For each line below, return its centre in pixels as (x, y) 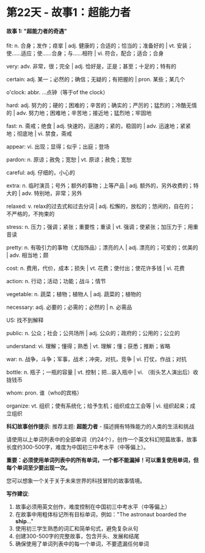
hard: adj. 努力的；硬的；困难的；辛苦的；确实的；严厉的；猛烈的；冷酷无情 (102, 105)
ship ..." (24, 521)
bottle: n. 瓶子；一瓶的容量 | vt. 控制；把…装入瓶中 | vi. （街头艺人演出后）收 (102, 372)
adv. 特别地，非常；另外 (52, 193)
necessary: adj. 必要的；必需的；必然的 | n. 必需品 (69, 307)
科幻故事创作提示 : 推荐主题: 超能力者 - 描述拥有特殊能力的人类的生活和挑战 (100, 426)
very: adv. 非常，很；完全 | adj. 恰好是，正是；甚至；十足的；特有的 (92, 66)
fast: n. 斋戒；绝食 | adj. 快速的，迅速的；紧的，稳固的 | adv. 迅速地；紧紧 (99, 126)
